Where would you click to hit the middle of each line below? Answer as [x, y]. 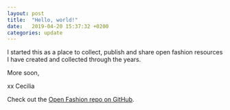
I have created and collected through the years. [74, 60]
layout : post [26, 13]
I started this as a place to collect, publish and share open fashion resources [115, 52]
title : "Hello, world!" [43, 20]
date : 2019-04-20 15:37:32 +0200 [58, 26]
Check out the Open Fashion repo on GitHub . [71, 100]
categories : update [35, 33]
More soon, [23, 73]
